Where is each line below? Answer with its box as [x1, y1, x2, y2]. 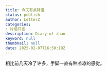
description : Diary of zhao [5, 31, 66, 36]
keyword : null [5, 36, 36, 41]
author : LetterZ [5, 17, 40, 22]
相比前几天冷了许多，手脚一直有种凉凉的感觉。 [5, 60, 104, 66]
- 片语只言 [5, 27, 26, 32]
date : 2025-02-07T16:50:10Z [5, 45, 66, 51]
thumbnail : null [5, 41, 40, 46]
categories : [5, 21, 31, 27]
